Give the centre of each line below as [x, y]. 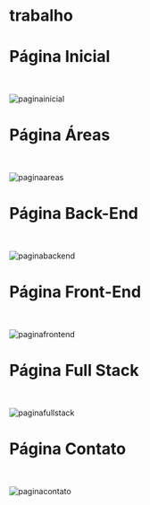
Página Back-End [74, 214]
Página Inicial [60, 57]
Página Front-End [75, 292]
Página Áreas [60, 135]
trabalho [41, 16]
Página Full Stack [75, 371]
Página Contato [68, 449]
